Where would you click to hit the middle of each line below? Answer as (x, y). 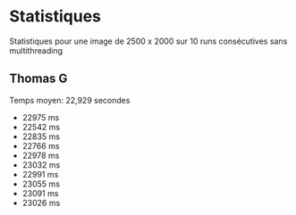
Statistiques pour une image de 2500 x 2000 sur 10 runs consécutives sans (148, 41)
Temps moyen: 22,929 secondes (70, 100)
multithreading (36, 50)
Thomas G (38, 79)
